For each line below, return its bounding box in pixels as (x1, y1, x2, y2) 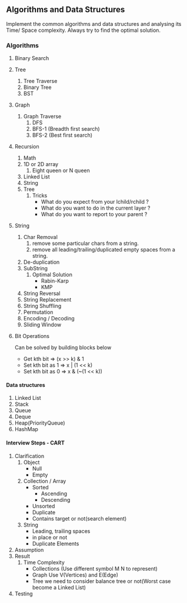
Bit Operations (14, 333, 50, 340)
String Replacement (23, 296, 72, 303)
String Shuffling (23, 303, 62, 310)
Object (23, 459, 40, 466)
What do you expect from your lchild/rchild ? (41, 198, 149, 206)
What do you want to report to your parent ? (41, 211, 148, 218)
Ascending (41, 490, 68, 497)
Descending (41, 496, 71, 503)
